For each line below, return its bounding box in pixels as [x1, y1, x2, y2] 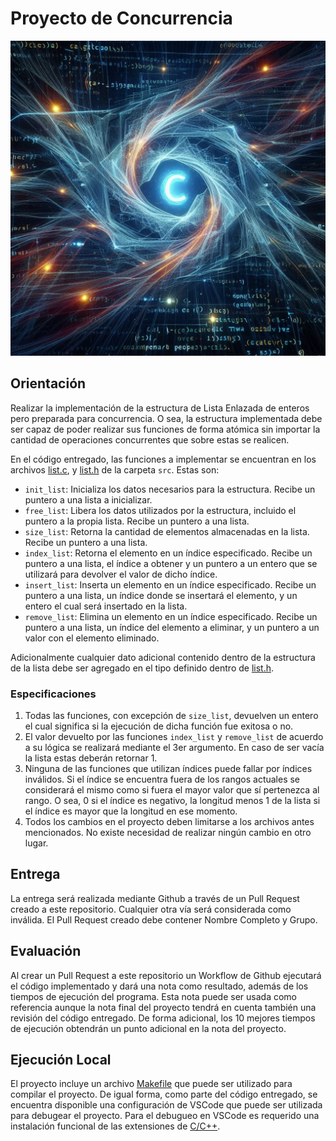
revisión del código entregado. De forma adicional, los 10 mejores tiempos [10, 1012, 316, 1024]
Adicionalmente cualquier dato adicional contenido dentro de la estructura [10, 651, 316, 663]
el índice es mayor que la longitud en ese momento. [24, 805, 238, 817]
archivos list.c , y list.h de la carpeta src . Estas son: [10, 463, 220, 476]
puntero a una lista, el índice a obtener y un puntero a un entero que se [24, 557, 318, 569]
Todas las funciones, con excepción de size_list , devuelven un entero [24, 710, 319, 722]
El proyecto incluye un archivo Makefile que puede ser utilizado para [10, 1078, 293, 1090]
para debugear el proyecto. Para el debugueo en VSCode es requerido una [10, 1110, 320, 1122]
